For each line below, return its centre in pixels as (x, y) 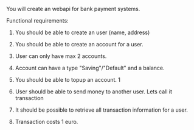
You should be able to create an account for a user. (79, 44)
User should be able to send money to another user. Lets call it (93, 92)
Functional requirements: (37, 20)
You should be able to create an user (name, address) (82, 32)
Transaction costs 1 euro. (47, 122)
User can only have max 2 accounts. (61, 56)
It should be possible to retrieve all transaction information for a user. (102, 110)
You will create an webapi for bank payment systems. (73, 9)
